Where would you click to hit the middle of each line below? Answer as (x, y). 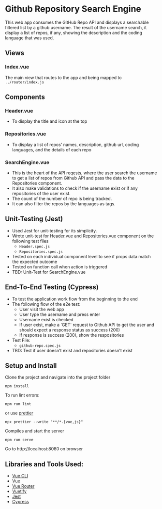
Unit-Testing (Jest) (34, 219)
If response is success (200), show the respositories (72, 335)
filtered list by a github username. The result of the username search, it (76, 27)
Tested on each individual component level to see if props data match (81, 256)
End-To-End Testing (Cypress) (52, 287)
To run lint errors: (22, 395)
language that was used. (29, 38)
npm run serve (19, 440)
